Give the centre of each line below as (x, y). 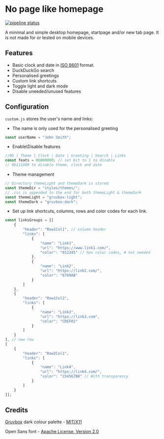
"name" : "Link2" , (58, 266)
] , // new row (20, 340)
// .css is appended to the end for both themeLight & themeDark (73, 193)
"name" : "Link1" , (58, 243)
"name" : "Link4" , (58, 367)
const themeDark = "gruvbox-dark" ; (41, 202)
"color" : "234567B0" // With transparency (84, 376)
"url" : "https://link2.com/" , (71, 271)
